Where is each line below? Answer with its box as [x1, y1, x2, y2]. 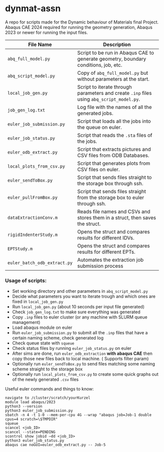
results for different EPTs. [77, 248, 136, 255]
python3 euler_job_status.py [5, 438, 64, 443]
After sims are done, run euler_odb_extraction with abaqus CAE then [12, 350, 153, 357]
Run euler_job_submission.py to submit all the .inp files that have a [12, 330, 148, 336]
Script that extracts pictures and [77, 146, 151, 152]
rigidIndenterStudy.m [7, 232, 58, 237]
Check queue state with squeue [12, 340, 75, 346]
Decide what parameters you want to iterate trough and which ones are [12, 294, 156, 300]
